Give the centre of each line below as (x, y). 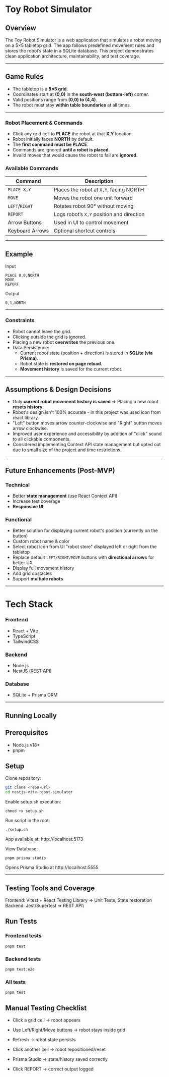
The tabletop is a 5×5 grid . (40, 89)
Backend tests (23, 959)
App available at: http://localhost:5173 (44, 839)
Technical (18, 484)
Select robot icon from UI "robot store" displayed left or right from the (84, 547)
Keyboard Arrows (28, 231)
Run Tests (21, 921)
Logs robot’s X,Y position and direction (99, 214)
